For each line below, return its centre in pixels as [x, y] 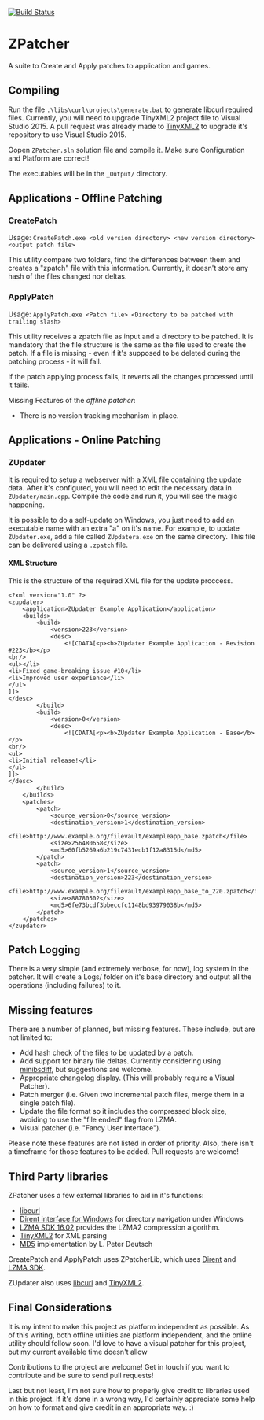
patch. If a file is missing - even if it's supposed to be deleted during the [125, 353]
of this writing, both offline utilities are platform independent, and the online [130, 1335]
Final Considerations [60, 1308]
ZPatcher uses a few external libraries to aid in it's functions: [106, 1196]
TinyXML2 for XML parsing [63, 1236]
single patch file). [48, 1103]
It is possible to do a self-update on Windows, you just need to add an [121, 520]
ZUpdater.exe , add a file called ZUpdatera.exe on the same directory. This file [132, 537]
